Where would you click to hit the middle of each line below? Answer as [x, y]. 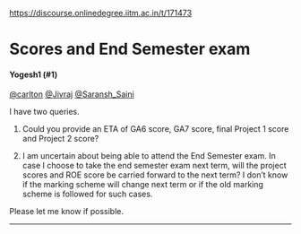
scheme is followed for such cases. [87, 194]
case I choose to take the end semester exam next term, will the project [154, 166]
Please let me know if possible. [66, 212]
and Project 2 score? [60, 139]
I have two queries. [45, 112]
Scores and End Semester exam [130, 49]
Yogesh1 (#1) [34, 74]
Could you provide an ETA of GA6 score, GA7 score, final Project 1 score [155, 129]
